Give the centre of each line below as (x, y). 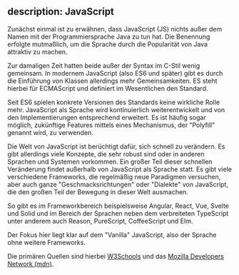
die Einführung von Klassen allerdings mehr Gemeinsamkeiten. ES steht (112, 81)
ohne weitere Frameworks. (46, 242)
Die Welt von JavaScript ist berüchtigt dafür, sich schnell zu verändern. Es (116, 146)
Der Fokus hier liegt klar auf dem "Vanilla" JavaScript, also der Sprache (112, 234)
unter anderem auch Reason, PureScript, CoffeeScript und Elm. (100, 221)
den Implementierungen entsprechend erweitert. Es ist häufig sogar (107, 117)
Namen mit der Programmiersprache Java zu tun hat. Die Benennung (109, 36)
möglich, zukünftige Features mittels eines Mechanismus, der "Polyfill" (111, 125)
